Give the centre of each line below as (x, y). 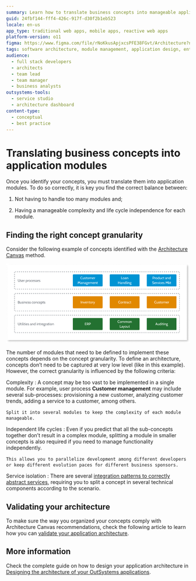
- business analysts (36, 87)
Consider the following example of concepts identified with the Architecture (97, 249)
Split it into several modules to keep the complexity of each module (94, 413)
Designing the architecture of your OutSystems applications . (79, 572)
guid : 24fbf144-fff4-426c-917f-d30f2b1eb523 (61, 18)
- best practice (31, 123)
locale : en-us (23, 25)
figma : (14, 43)
